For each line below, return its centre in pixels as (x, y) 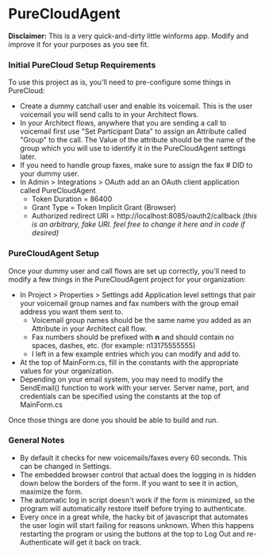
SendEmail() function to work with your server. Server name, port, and (134, 387)
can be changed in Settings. (65, 466)
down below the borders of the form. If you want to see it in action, (129, 483)
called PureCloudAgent (58, 191)
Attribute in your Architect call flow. (89, 328)
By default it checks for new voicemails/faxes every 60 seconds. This (133, 457)
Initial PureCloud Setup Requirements (82, 64)
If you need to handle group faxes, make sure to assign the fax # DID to (136, 165)
